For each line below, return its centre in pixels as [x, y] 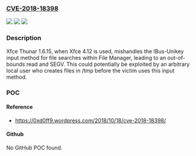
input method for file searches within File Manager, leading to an [86, 57]
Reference [20, 107]
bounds [16, 64]
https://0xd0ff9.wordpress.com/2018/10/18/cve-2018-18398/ [90, 120]
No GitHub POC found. [34, 148]
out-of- [176, 57]
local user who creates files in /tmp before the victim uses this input [90, 70]
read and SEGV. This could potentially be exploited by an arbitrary [108, 64]
